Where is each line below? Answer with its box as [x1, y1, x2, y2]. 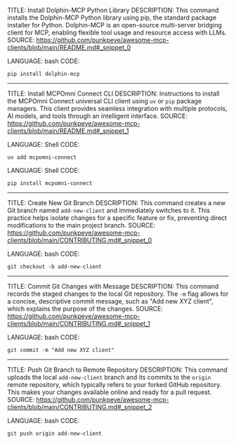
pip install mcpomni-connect [7, 180, 93, 187]
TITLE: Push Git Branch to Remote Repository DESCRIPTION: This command [7, 365, 228, 374]
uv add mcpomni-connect [7, 154, 77, 161]
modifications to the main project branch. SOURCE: [7, 221, 156, 229]
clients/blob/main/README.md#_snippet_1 [7, 126, 129, 135]
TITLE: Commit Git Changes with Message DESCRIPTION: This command [7, 282, 219, 290]
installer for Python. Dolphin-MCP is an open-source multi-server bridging [7, 21, 223, 29]
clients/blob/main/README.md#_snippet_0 [7, 44, 131, 51]
